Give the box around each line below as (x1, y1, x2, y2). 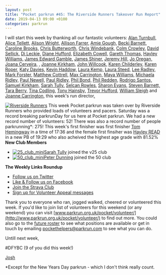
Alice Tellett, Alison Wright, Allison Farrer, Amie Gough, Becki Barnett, (5, 40, 147, 46)
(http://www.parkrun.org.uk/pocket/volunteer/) (5, 215, 101, 221)
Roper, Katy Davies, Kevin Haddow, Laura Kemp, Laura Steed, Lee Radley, (5, 67, 156, 73)
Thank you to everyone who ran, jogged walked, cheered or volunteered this (5, 199, 162, 205)
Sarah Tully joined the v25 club (44, 149, 108, 155)
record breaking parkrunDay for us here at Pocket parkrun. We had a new (5, 113, 155, 119)
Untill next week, (5, 235, 40, 241)
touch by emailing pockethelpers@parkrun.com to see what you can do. (5, 226, 153, 232)
